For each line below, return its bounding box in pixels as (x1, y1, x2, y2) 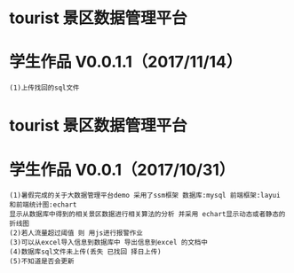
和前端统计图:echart (9, 200, 77, 209)
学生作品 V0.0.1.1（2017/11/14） (9, 52, 242, 72)
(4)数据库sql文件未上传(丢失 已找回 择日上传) (9, 247, 162, 257)
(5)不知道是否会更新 (9, 257, 75, 266)
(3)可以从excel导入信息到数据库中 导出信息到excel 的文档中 (9, 238, 209, 247)
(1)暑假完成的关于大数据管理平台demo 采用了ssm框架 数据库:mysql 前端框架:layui (9, 191, 282, 200)
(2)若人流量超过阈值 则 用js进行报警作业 (9, 229, 144, 238)
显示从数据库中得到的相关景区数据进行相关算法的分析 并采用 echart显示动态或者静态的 (9, 210, 286, 219)
